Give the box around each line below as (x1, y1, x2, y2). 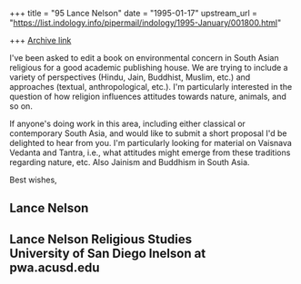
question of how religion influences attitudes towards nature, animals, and (9, 91, 286, 102)
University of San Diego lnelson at (9, 245, 206, 261)
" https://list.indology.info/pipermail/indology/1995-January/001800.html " (9, 17, 282, 28)
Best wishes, (9, 174, 57, 185)
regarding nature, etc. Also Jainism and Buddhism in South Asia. (9, 157, 250, 167)
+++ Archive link (9, 35, 72, 45)
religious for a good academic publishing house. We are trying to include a (9, 63, 288, 73)
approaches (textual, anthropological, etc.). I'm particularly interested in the (9, 82, 293, 92)
